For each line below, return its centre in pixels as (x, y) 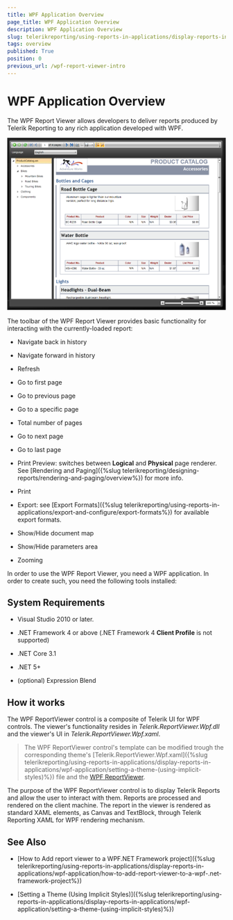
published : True (31, 51)
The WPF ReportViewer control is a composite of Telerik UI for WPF (104, 719)
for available (191, 512)
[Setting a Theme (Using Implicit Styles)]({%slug (86, 894)
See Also (27, 842)
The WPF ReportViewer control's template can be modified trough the (124, 748)
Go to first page (40, 382)
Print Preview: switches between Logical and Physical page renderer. (117, 463)
